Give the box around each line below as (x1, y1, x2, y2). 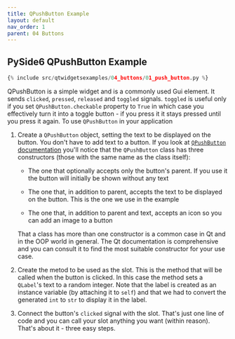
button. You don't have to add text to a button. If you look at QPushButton (17, 138, 227, 146)
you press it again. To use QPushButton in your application (7, 117, 173, 125)
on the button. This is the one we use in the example (27, 194, 180, 204)
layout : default (7, 17, 55, 24)
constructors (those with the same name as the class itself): (17, 152, 191, 161)
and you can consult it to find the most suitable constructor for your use (17, 244, 226, 253)
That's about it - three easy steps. (17, 324, 116, 332)
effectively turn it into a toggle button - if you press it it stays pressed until (7, 109, 221, 118)
